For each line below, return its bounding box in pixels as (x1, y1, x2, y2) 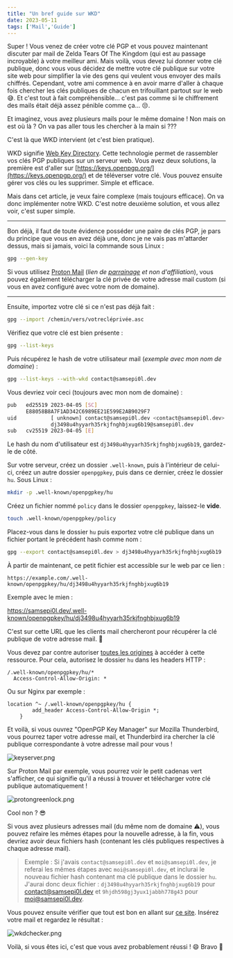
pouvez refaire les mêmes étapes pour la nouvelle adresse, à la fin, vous (7, 829, 214, 838)
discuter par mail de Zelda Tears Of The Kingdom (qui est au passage (7, 49, 206, 58)
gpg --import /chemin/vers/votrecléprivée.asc (7, 316, 144, 324)
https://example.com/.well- (7, 575, 89, 582)
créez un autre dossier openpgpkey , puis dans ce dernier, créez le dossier (15, 468, 223, 477)
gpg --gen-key (7, 255, 49, 262)
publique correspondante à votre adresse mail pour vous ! (7, 740, 173, 748)
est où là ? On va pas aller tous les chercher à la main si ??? (7, 122, 177, 131)
